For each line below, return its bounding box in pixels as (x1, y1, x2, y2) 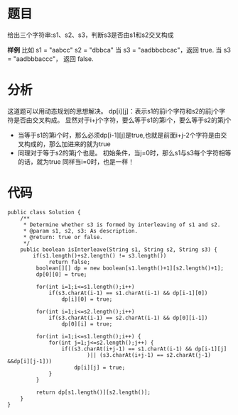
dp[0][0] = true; (36, 270, 87, 278)
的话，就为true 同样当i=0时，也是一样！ (17, 157, 135, 166)
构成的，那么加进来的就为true (23, 139, 112, 148)
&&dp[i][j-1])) (7, 358, 53, 365)
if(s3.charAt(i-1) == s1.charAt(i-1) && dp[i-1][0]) (48, 289, 208, 297)
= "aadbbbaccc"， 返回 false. (7, 54, 94, 63)
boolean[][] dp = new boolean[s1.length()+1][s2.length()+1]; (36, 265, 224, 272)
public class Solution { (7, 209, 81, 216)
